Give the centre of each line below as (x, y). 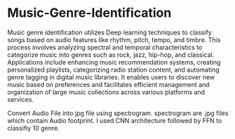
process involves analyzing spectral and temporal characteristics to (105, 47)
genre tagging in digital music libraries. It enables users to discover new (111, 77)
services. (20, 99)
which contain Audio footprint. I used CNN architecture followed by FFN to (115, 120)
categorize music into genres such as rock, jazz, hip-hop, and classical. (111, 55)
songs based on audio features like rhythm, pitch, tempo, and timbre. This (114, 39)
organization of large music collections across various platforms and (106, 92)
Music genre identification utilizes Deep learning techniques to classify (109, 32)
